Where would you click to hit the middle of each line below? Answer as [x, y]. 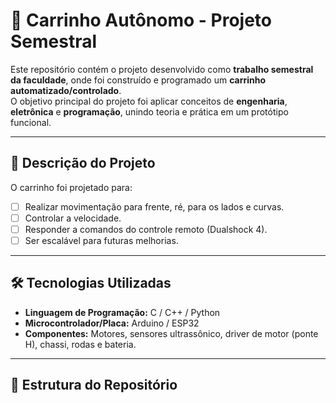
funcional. [31, 122]
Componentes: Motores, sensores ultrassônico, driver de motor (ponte [171, 333]
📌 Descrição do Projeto [83, 163]
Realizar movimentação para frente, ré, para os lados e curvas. [154, 206]
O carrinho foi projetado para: [71, 187]
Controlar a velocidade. [73, 218]
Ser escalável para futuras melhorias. [101, 240]
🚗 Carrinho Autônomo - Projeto [141, 20]
